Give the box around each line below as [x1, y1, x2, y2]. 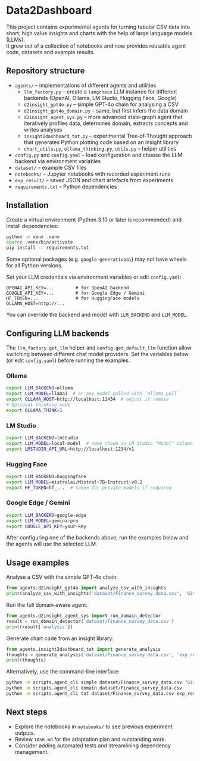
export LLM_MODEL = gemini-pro [6, 517, 79, 524]
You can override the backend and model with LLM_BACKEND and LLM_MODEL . [6, 311, 187, 319]
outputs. [14, 729, 36, 736]
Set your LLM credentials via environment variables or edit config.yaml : [6, 273, 182, 280]
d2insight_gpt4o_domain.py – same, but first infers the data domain [23, 107, 189, 114]
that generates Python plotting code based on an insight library [23, 138, 179, 146]
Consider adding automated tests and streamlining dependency [14, 742, 171, 749]
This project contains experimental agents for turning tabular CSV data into [6, 23, 190, 30]
